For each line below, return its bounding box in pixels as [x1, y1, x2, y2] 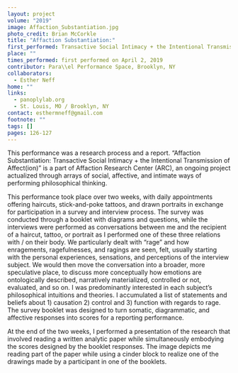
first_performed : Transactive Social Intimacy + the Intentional [7, 43, 204, 50]
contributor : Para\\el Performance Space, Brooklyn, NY [7, 63, 176, 70]
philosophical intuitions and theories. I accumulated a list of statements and [7, 291, 228, 299]
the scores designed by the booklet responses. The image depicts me [7, 342, 211, 351]
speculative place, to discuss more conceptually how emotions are [7, 268, 202, 277]
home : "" [7, 83, 33, 90]
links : [7, 90, 27, 97]
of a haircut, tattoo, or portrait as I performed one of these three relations [7, 230, 221, 239]
